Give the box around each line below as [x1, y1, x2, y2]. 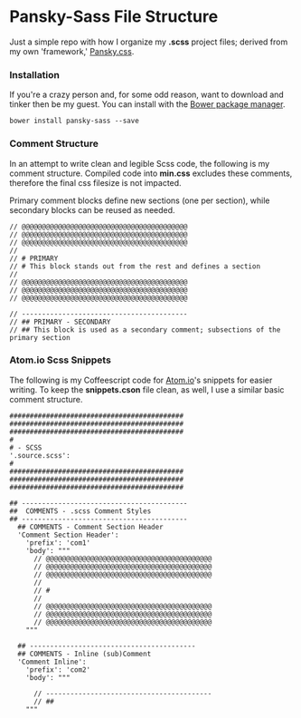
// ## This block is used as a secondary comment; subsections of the [9, 325, 281, 335]
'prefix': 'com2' [25, 665, 91, 674]
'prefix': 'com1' [25, 538, 91, 548]
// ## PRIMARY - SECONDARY [9, 317, 111, 326]
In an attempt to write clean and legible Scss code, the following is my [9, 158, 270, 169]
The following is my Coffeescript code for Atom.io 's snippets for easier [9, 374, 273, 385]
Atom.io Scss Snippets [9, 354, 111, 366]
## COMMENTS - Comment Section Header [17, 522, 165, 531]
